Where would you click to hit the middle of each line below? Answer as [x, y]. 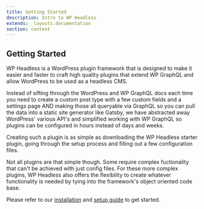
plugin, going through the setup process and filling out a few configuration [100, 144]
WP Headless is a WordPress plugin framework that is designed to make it [99, 68]
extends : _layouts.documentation [49, 23]
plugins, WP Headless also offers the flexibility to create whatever [89, 175]
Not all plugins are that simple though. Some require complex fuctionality [98, 162]
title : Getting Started [37, 12]
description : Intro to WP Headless [51, 18]
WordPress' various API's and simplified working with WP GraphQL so [94, 119]
